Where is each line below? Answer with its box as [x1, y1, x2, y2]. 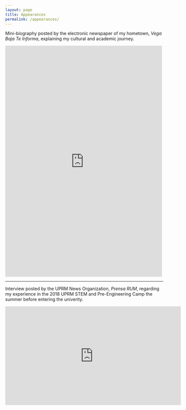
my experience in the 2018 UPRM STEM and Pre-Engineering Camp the [5, 291, 153, 297]
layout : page [5, 7, 33, 13]
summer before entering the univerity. [5, 297, 84, 303]
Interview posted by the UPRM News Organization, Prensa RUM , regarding [5, 286, 159, 292]
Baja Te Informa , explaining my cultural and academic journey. [5, 36, 134, 42]
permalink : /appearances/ [5, 17, 59, 22]
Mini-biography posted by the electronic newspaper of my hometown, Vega [5, 31, 162, 37]
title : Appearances [5, 12, 46, 17]
